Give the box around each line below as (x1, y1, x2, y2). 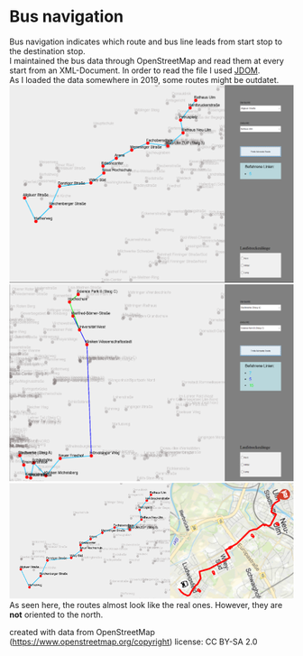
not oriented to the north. (9, 609, 104, 620)
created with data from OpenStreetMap (9, 626, 155, 637)
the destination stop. (9, 45, 86, 56)
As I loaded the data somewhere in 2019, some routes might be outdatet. (9, 74, 280, 85)
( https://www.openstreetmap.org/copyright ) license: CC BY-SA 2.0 (9, 636, 258, 647)
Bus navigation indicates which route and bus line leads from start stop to (9, 36, 282, 47)
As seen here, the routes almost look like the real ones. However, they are (9, 599, 283, 610)
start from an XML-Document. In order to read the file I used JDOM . (9, 65, 261, 76)
